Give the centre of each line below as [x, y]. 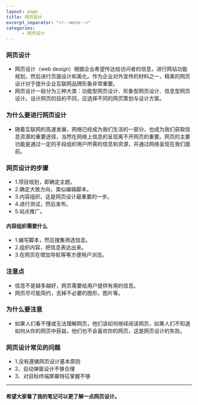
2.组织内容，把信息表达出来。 [51, 247]
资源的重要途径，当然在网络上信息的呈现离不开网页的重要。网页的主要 [105, 137]
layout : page [22, 11]
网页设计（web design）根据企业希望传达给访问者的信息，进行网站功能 [101, 69]
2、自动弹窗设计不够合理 [45, 369]
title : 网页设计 [24, 17]
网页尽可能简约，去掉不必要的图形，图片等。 [69, 293]
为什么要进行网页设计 [36, 115]
